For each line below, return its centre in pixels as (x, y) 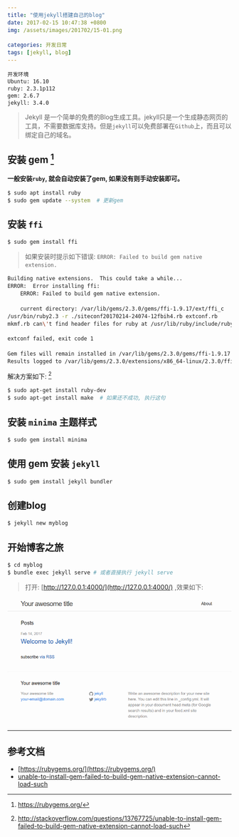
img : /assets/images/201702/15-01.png (65, 30)
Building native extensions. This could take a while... (95, 279)
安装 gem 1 (31, 159)
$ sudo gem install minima (47, 440)
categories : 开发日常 (37, 45)
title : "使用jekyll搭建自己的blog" (56, 15)
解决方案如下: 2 (30, 376)
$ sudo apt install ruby (44, 192)
